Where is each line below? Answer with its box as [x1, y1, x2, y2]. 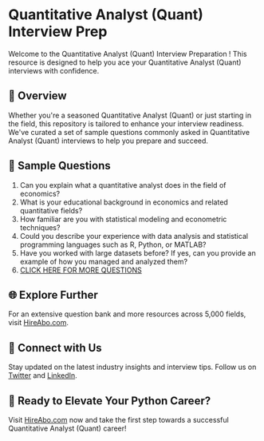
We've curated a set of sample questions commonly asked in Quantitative [8, 127, 250, 137]
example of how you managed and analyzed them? [19, 256, 188, 266]
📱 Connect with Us [8, 341, 102, 355]
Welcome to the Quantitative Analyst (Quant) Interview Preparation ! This [8, 49, 247, 58]
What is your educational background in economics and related [19, 197, 229, 207]
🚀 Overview [8, 89, 67, 103]
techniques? [19, 222, 61, 232]
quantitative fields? [19, 205, 83, 215]
